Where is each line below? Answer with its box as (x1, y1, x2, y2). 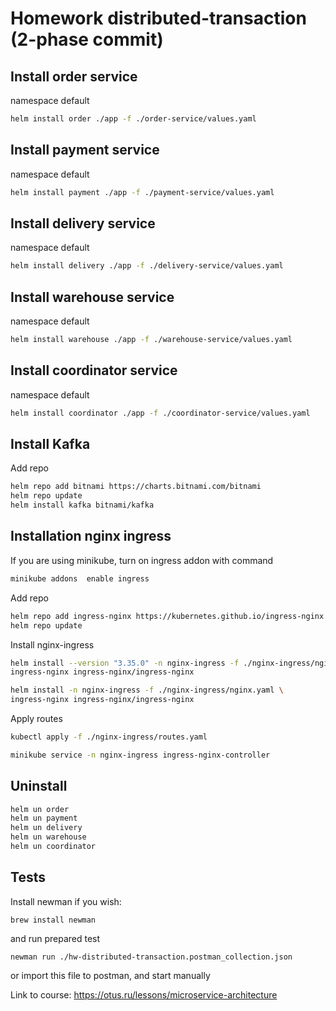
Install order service (10, 68, 138, 85)
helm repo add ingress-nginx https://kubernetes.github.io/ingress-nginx (10, 611, 325, 621)
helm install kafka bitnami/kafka (10, 500, 155, 511)
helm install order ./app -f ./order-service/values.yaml (10, 114, 257, 124)
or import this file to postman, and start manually (10, 969, 211, 981)
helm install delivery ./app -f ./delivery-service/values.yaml (10, 261, 284, 271)
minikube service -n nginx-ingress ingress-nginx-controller (10, 750, 271, 760)
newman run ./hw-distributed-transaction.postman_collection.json (10, 952, 293, 962)
